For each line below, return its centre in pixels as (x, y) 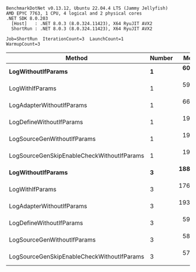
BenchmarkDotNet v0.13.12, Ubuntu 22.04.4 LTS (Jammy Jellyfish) (87, 8)
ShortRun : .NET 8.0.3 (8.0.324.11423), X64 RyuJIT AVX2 (82, 29)
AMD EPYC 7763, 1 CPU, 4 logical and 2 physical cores (74, 13)
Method (77, 58)
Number (161, 58)
